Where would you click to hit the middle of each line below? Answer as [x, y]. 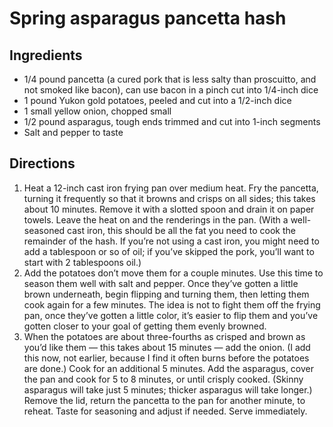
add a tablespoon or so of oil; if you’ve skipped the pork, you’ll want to [169, 251]
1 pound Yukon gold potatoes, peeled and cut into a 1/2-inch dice [157, 100]
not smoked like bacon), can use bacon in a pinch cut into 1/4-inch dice [171, 90]
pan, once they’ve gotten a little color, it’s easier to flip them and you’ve [171, 315]
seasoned [44, 230]
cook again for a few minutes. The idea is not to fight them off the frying [172, 304]
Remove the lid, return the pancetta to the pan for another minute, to [164, 400]
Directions [42, 163]
